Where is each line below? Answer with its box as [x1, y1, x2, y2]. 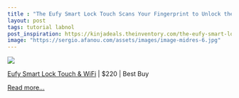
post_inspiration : [7, 30, 62, 38]
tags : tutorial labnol [7, 23, 75, 31]
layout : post [7, 17, 46, 24]
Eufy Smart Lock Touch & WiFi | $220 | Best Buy [7, 70, 149, 78]
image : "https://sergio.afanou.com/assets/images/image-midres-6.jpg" [7, 37, 221, 44]
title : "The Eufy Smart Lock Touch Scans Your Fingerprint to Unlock [7, 10, 221, 18]
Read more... [7, 83, 45, 92]
